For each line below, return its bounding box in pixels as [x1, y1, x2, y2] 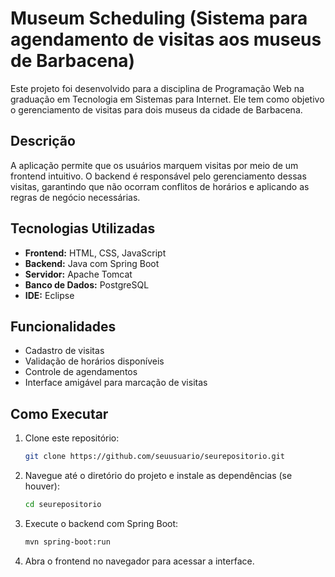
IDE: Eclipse [24, 289, 75, 301]
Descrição [10, 133, 76, 150]
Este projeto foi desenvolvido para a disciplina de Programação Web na [10, 82, 305, 94]
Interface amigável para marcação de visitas [24, 377, 208, 389]
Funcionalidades [10, 318, 117, 335]
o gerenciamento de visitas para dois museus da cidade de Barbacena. [10, 103, 303, 116]
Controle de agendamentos [24, 366, 138, 378]
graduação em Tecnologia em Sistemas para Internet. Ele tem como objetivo [10, 93, 325, 105]
